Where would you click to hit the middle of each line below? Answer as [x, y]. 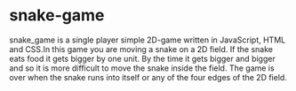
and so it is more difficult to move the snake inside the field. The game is [142, 68]
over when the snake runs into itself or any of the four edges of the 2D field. [148, 77]
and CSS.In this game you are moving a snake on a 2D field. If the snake [141, 49]
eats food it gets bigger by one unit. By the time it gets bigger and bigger [142, 58]
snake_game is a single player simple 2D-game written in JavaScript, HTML [148, 40]
